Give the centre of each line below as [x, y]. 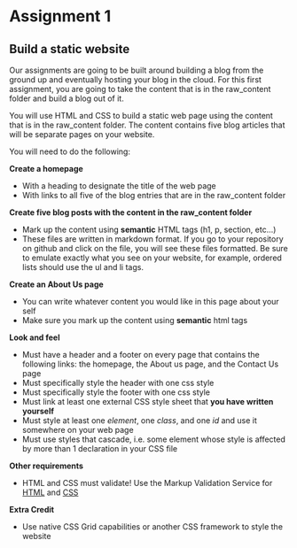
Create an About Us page [56, 284]
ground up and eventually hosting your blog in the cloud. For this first [135, 80]
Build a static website [70, 49]
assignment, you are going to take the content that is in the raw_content [140, 89]
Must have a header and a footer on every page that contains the [141, 355]
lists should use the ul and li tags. [83, 267]
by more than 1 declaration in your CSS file [100, 448]
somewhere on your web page [78, 430]
